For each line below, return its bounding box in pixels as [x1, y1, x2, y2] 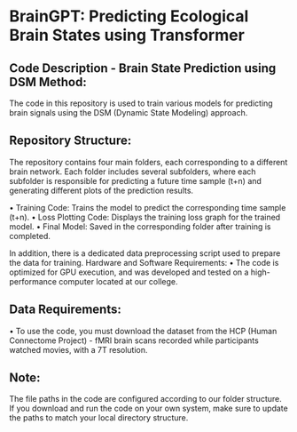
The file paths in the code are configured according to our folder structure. [9, 394, 282, 404]
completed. [9, 230, 51, 241]
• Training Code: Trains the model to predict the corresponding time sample [9, 202, 286, 212]
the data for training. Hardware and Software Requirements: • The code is [9, 257, 279, 268]
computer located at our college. [59, 276, 178, 286]
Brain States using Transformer [9, 25, 246, 45]
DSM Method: [9, 74, 87, 90]
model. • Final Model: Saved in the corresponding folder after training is [9, 220, 271, 232]
